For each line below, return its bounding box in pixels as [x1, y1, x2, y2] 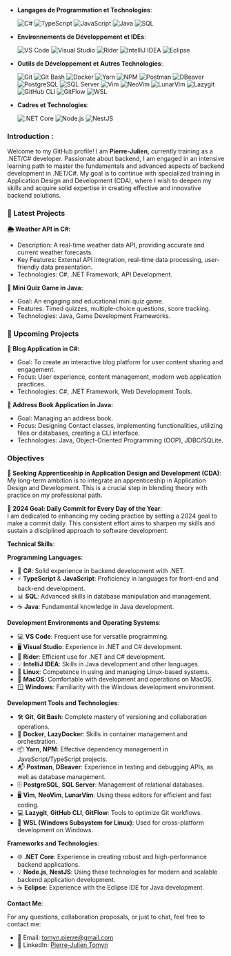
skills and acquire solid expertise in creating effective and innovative [7, 184, 201, 192]
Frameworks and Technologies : [7, 839, 100, 847]
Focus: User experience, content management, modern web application [17, 373, 222, 381]
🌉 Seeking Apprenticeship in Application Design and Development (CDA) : [7, 469, 222, 478]
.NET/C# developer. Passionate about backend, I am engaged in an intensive [7, 155, 225, 163]
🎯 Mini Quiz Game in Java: [7, 283, 83, 292]
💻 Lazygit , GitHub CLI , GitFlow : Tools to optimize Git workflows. [17, 809, 202, 817]
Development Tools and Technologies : [7, 699, 119, 707]
